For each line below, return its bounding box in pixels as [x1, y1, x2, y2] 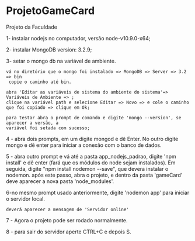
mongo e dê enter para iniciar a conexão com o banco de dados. [6, 142, 162, 149]
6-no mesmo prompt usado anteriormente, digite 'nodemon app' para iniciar [6, 189, 190, 196]
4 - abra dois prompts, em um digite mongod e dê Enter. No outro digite [6, 135, 179, 142]
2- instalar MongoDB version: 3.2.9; [6, 46, 92, 53]
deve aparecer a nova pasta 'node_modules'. [6, 177, 114, 185]
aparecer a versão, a [6, 120, 59, 126]
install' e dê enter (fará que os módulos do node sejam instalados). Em [6, 159, 176, 166]
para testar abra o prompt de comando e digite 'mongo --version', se [6, 115, 182, 120]
